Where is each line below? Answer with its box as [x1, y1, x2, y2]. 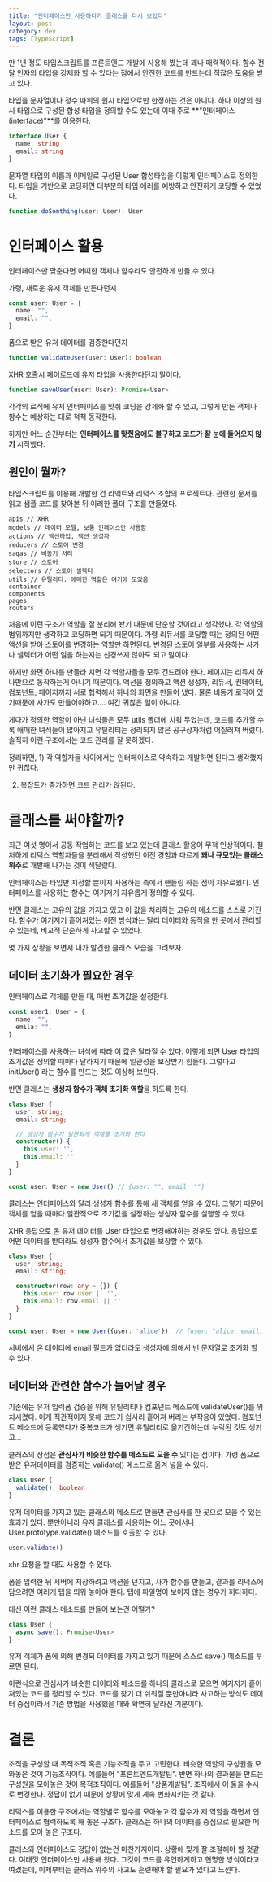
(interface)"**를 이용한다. [8, 116, 91, 126]
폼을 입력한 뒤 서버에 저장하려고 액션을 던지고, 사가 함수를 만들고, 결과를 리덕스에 [8, 1576, 264, 1587]
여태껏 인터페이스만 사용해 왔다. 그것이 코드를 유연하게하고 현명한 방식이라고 [19, 1854, 260, 1864]
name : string [15, 140, 60, 148]
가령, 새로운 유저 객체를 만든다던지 [8, 282, 117, 293]
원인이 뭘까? [8, 465, 67, 479]
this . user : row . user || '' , [23, 1290, 118, 1298]
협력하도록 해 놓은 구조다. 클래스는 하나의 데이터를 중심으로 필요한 [43, 1817, 252, 1827]
